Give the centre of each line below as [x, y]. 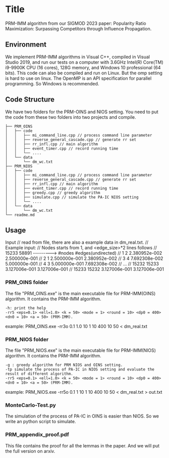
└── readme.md [20, 215]
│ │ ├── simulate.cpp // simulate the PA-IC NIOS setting [72, 197]
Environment [26, 45]
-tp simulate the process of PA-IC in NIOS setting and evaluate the [80, 369]
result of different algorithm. [39, 374]
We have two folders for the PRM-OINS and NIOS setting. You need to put [82, 112]
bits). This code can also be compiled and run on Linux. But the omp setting [84, 73]
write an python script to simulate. [41, 422]
